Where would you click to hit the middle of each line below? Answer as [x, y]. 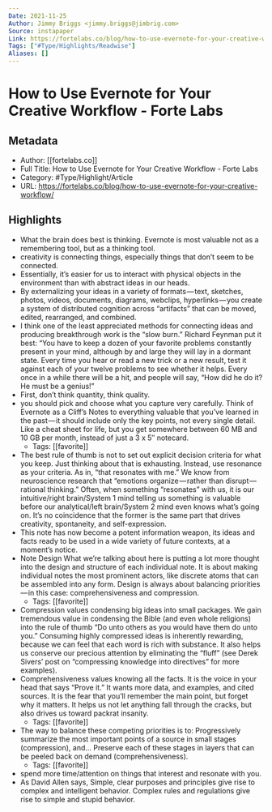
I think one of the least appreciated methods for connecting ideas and [136, 326]
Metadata [33, 141]
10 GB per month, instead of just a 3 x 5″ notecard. [104, 438]
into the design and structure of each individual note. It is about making [139, 566]
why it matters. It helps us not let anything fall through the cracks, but [136, 704]
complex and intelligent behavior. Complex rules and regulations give [135, 790]
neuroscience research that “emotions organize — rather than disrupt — [138, 481]
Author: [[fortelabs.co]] [59, 160]
